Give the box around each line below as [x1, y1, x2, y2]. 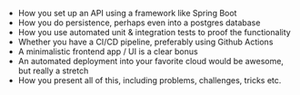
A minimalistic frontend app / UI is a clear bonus [17, 46, 198, 57]
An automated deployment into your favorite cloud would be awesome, [17, 56, 285, 66]
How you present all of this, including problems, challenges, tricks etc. [17, 75, 282, 85]
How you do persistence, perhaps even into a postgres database [17, 17, 261, 28]
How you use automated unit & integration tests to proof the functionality [17, 27, 291, 37]
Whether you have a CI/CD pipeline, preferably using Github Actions [17, 36, 274, 47]
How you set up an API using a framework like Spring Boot [17, 8, 237, 18]
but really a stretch [17, 65, 89, 76]
